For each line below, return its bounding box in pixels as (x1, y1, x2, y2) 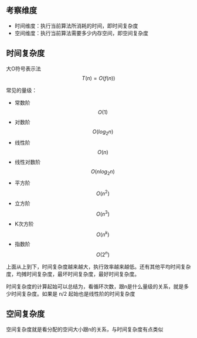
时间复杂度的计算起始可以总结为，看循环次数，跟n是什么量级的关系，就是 (6, 283, 184, 290)
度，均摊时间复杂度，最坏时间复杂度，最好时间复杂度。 (6, 270, 140, 277)
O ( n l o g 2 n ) (90, 168, 116, 177)
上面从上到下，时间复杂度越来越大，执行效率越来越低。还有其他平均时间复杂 (6, 263, 191, 270)
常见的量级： (6, 87, 37, 94)
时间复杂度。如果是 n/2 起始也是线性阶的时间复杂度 (11, 290, 135, 297)
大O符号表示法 (6, 65, 41, 72)
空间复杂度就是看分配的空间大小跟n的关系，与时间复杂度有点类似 (6, 326, 164, 333)
